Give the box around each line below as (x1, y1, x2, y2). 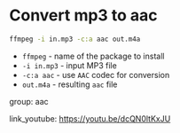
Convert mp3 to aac (9, 5, 158, 26)
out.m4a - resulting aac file (21, 79, 118, 90)
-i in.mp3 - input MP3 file (21, 59, 117, 71)
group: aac (9, 96, 49, 106)
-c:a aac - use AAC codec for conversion (21, 69, 170, 80)
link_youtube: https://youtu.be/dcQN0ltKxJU (9, 113, 171, 124)
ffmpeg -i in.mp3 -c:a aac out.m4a (9, 35, 141, 43)
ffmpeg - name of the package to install (21, 51, 165, 61)
